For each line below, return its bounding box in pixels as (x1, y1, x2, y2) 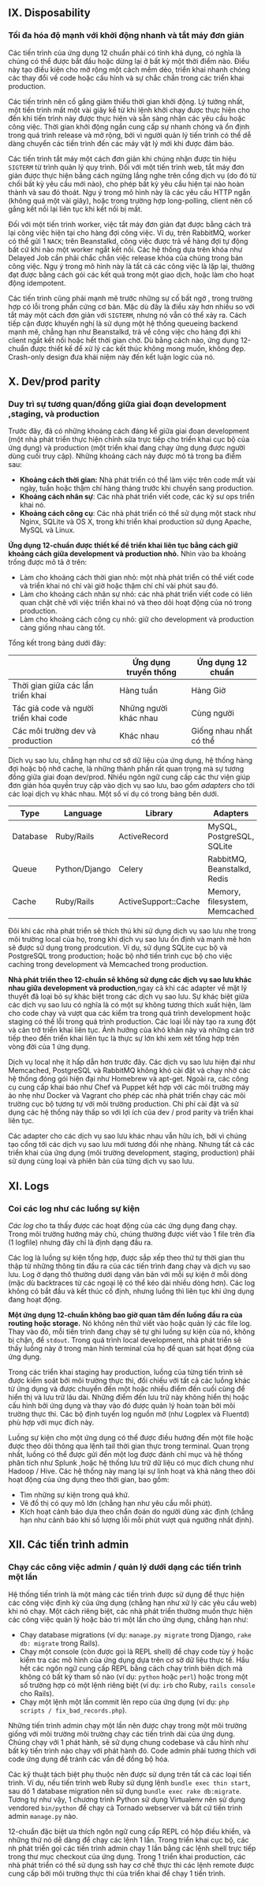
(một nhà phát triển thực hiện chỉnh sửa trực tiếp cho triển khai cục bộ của (8, 435, 250, 444)
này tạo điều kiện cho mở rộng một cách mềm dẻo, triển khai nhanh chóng (8, 65, 251, 74)
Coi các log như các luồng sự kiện (8, 1203, 140, 1214)
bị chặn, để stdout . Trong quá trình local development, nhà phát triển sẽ (8, 1335, 242, 1345)
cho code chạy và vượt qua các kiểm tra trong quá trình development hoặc (8, 1009, 251, 1018)
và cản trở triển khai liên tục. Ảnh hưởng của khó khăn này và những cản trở (8, 1025, 255, 1035)
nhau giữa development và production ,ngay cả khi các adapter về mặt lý (8, 984, 248, 993)
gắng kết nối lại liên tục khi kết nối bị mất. (8, 204, 143, 214)
